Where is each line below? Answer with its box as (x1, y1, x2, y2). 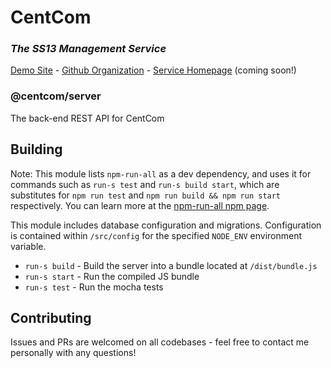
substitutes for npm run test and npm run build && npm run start (10, 189, 282, 201)
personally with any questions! (10, 347, 137, 359)
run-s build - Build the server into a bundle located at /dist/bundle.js (24, 259, 318, 271)
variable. (10, 240, 47, 252)
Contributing (10, 309, 92, 326)
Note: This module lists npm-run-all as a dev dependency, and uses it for (10, 167, 312, 180)
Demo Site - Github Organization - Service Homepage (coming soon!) (10, 64, 297, 76)
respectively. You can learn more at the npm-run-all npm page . (10, 199, 270, 211)
